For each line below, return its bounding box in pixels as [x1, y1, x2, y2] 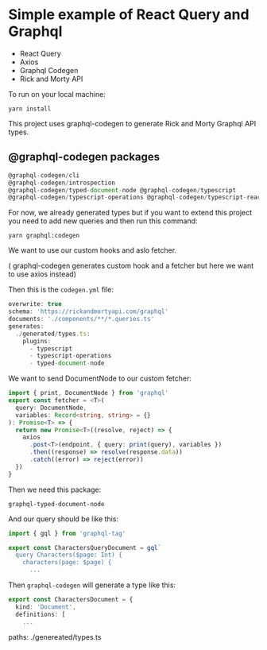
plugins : [22, 337, 52, 345]
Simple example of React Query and [8, 6, 250, 24]
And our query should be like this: [8, 514, 119, 524]
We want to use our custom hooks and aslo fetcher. [8, 246, 177, 255]
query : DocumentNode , [15, 404, 87, 412]
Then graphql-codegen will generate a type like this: [8, 580, 176, 590]
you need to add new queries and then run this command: [8, 216, 198, 226]
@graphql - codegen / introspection [8, 179, 115, 187]
